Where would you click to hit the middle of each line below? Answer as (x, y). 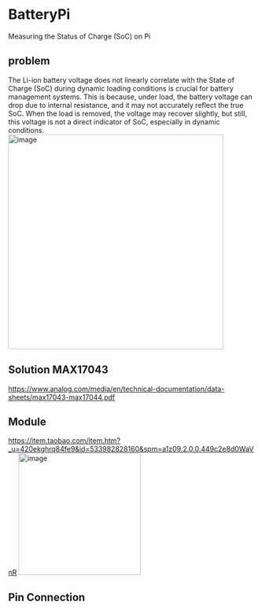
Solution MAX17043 (58, 370)
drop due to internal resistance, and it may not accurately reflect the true (126, 105)
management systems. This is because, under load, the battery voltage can (131, 97)
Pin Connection (47, 597)
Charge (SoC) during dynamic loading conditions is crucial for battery (121, 88)
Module (27, 421)
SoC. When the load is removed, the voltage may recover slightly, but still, (128, 113)
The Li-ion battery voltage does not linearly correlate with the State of (121, 79)
